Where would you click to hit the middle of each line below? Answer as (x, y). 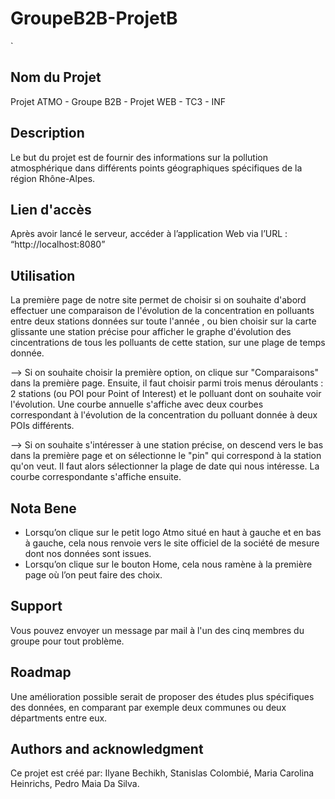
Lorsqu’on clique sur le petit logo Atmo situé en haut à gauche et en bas (173, 532)
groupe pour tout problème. (67, 641)
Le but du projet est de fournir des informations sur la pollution (139, 157)
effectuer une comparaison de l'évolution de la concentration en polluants (162, 311)
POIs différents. (42, 426)
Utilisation (43, 275)
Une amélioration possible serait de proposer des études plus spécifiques (162, 696)
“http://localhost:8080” (58, 244)
